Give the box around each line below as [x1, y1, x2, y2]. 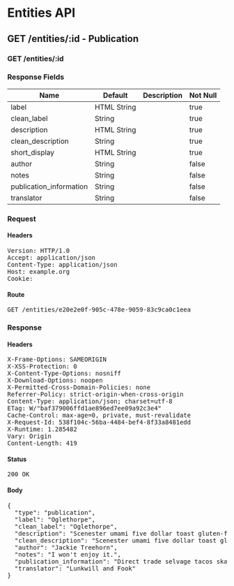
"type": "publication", [14, 508, 96, 516]
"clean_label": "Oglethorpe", [14, 522, 118, 530]
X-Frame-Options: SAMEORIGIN [7, 356, 107, 364]
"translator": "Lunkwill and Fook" [14, 564, 136, 572]
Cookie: [7, 274, 33, 282]
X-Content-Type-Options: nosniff [7, 369, 122, 378]
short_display [10, 147, 54, 157]
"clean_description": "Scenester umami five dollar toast [14, 536, 217, 544]
